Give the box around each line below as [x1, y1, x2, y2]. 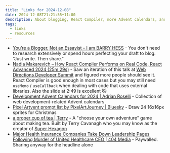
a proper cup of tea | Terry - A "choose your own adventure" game [12, 115, 152, 121]
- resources [10, 31, 35, 36]
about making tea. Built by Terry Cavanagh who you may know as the [12, 120, 158, 126]
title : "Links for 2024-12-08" [5, 7, 71, 13]
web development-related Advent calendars [12, 99, 105, 104]
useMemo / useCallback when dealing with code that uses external [12, 83, 148, 89]
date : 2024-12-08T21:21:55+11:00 [5, 12, 76, 17]
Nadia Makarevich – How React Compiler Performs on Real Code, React [12, 61, 162, 67]
